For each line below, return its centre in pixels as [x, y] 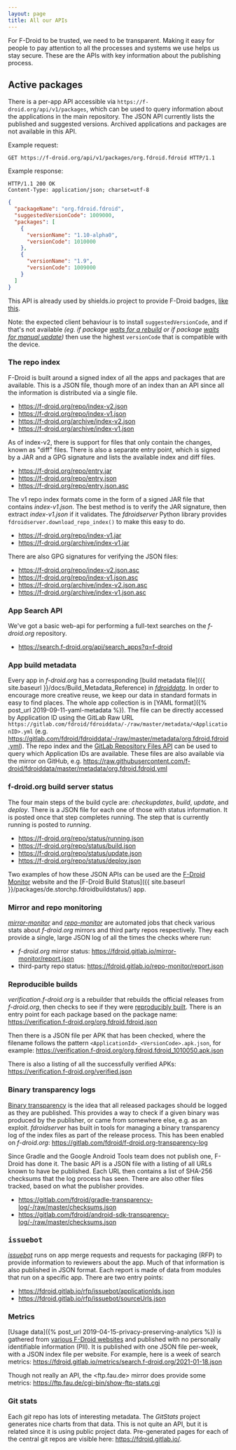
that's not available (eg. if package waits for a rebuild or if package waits [114, 329]
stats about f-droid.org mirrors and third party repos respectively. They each [118, 930]
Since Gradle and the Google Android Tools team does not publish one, [110, 1156]
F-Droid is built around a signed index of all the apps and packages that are [117, 377]
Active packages [46, 85]
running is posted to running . [50, 824]
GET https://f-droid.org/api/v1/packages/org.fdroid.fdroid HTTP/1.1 [112, 158]
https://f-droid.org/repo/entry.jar [65, 471]
